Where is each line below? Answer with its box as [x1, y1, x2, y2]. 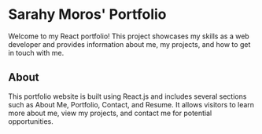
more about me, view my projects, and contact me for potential [8, 108, 212, 118]
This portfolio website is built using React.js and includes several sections [8, 92, 247, 101]
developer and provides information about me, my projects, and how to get [8, 39, 251, 49]
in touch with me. [8, 48, 65, 57]
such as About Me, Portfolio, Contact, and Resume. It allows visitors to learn [8, 100, 254, 109]
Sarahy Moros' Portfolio [8, 5, 167, 24]
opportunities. [8, 116, 54, 126]
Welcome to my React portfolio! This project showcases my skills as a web [8, 31, 249, 41]
